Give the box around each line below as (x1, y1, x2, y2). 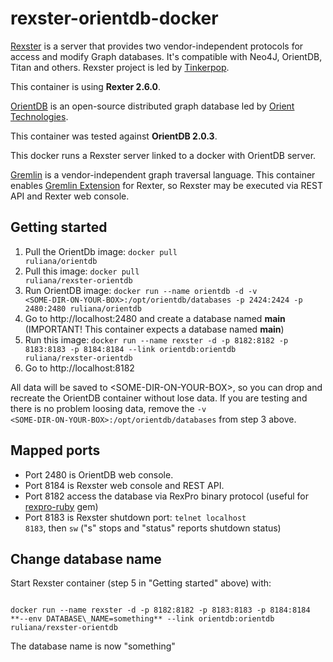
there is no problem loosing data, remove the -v (10, 402, 207, 414)
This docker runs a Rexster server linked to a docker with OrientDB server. (10, 149, 317, 161)
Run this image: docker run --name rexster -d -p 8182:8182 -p (24, 333, 289, 346)
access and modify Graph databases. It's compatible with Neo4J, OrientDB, (10, 50, 323, 62)
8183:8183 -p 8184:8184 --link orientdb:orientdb (24, 344, 237, 354)
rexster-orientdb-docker (10, 7, 219, 30)
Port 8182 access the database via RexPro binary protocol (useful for (24, 490, 310, 502)
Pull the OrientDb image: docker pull (24, 245, 178, 257)
